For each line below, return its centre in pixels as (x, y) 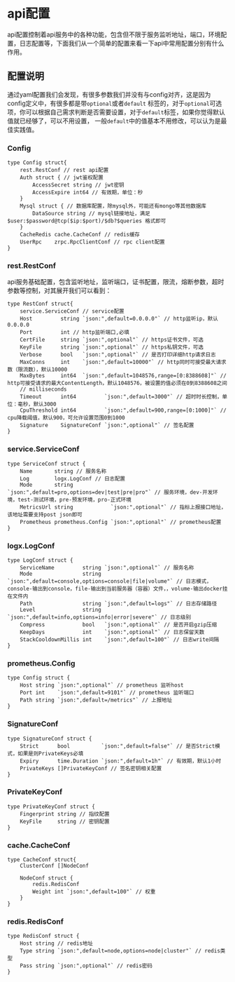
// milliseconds (44, 389)
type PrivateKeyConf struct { (51, 807)
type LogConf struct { (40, 560)
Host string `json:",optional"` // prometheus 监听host (102, 685)
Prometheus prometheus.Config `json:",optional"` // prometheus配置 (121, 522)
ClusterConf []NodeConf (55, 866)
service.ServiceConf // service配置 (72, 311)
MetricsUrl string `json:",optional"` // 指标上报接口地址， (123, 507)
